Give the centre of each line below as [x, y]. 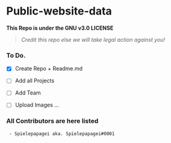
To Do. [16, 55]
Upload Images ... [37, 105]
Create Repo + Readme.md [49, 68]
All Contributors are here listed [52, 121]
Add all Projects [34, 81]
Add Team [28, 93]
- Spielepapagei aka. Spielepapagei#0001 [62, 134]
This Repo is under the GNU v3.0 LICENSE [60, 28]
